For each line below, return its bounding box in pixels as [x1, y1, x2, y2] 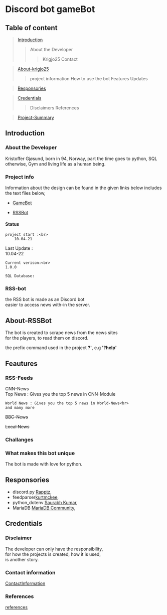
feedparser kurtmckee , [12, 494, 59, 500]
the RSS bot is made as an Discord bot [5, 296, 85, 302]
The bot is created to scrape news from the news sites [5, 330, 118, 336]
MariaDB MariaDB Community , [12, 505, 76, 511]
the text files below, [5, 190, 46, 196]
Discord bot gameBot [5, 4, 95, 15]
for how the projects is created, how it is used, [5, 551, 101, 557]
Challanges [5, 436, 34, 443]
